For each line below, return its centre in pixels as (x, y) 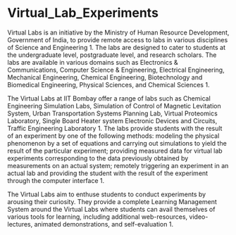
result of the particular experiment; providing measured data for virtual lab (115, 151)
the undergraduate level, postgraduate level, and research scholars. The (112, 55)
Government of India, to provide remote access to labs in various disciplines (118, 39)
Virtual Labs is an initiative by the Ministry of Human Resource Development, (118, 32)
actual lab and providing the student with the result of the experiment (108, 173)
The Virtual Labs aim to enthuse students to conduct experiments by (107, 194)
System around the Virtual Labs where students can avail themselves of (111, 209)
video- (199, 217)
